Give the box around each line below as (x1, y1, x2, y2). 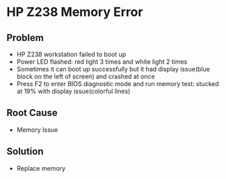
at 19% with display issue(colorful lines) (16, 87, 131, 95)
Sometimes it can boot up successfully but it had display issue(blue (16, 65, 210, 73)
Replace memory (16, 164, 66, 172)
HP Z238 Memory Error (6, 4, 143, 20)
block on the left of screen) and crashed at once (16, 72, 156, 80)
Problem (6, 32, 45, 44)
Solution (6, 146, 44, 157)
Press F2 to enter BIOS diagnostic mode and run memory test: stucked (16, 80, 220, 87)
